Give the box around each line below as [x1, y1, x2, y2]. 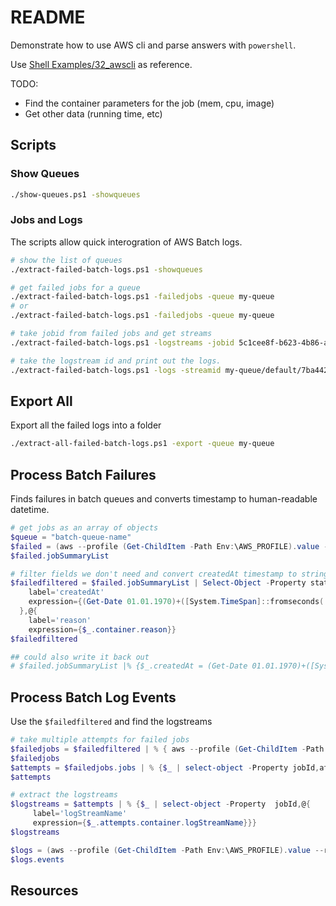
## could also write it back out [10, 652, 150, 662]
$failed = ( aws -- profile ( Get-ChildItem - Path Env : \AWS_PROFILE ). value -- [10, 541, 333, 551]
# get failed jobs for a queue [10, 282, 141, 293]
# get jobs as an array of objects [10, 523, 159, 533]
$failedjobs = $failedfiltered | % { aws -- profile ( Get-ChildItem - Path [10, 744, 325, 754]
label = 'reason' [28, 615, 92, 625]
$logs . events [10, 854, 65, 865]
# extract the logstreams [10, 790, 118, 800]
